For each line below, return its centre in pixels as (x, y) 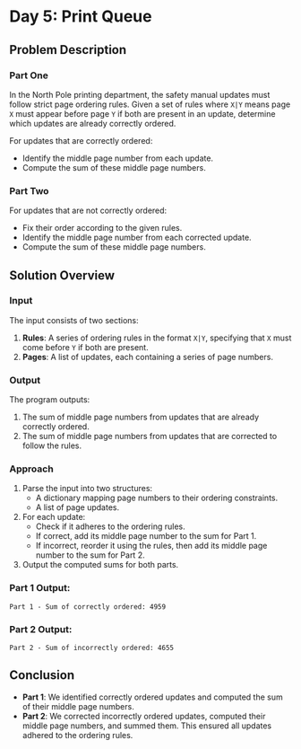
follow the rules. (52, 445)
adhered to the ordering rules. (77, 735)
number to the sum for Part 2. (90, 555)
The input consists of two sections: (74, 320)
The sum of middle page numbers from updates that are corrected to (150, 436)
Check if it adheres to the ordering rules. (110, 526)
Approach (31, 469)
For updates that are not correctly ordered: (88, 211)
